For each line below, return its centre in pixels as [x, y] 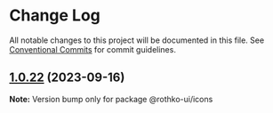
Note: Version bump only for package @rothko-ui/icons [111, 99]
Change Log [55, 16]
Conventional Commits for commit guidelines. [92, 49]
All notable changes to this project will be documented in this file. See [137, 40]
